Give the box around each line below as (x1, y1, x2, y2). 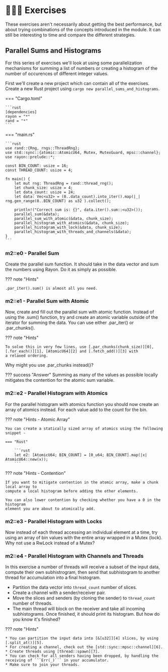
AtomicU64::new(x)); (5, 457, 49, 462)
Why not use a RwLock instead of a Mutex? (5, 540, 95, 546)
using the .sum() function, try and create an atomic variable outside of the (5, 314, 158, 320)
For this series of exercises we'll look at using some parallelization (5, 60, 142, 66)
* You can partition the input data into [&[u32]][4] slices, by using (5, 636, 158, 641)
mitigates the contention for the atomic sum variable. (5, 377, 115, 383)
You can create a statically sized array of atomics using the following (5, 426, 163, 431)
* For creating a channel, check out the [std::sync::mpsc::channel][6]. (5, 645, 163, 650)
